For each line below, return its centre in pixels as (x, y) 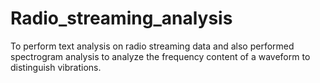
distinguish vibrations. (56, 67)
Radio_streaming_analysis (121, 18)
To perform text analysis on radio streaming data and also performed (152, 46)
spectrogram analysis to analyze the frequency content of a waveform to (160, 56)
